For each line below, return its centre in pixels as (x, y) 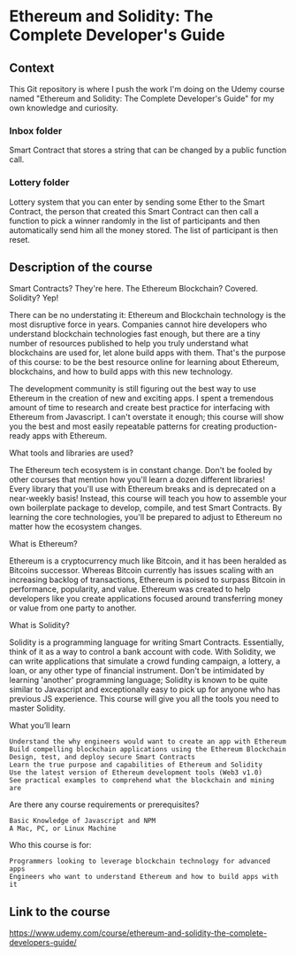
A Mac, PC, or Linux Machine (63, 829)
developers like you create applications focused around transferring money (146, 599)
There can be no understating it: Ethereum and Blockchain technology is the (148, 315)
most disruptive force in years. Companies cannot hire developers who (138, 324)
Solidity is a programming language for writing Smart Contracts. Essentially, (147, 642)
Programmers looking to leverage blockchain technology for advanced (140, 861)
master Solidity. (38, 708)
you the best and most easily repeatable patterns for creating (121, 426)
